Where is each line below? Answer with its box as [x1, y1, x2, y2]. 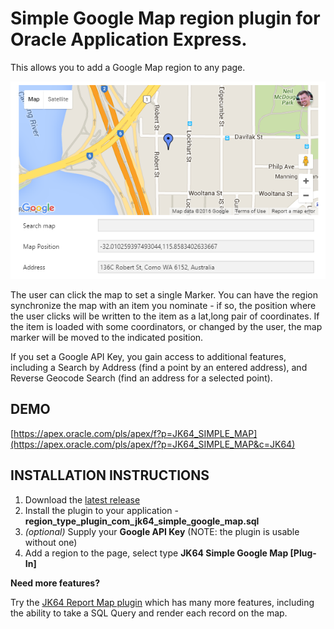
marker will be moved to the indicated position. [10, 331, 204, 343]
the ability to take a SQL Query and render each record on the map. [10, 607, 288, 619]
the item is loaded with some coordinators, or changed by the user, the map [10, 320, 323, 332]
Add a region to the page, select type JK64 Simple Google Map [24, 547, 289, 559]
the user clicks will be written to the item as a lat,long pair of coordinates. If [10, 310, 320, 322]
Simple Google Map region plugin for [10, 7, 321, 30]
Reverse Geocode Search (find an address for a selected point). [10, 372, 273, 384]
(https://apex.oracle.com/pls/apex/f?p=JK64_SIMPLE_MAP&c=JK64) [10, 438, 296, 450]
